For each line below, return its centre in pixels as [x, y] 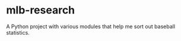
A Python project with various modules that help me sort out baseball [91, 26]
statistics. [18, 32]
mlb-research [41, 10]
